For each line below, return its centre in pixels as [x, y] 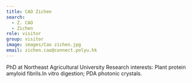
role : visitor [24, 34]
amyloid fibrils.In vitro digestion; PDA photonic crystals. [74, 73]
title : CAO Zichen [29, 12]
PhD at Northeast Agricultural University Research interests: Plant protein [96, 67]
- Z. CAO [22, 23]
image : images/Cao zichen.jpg [44, 45]
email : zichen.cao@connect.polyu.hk [52, 50]
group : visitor [25, 39]
